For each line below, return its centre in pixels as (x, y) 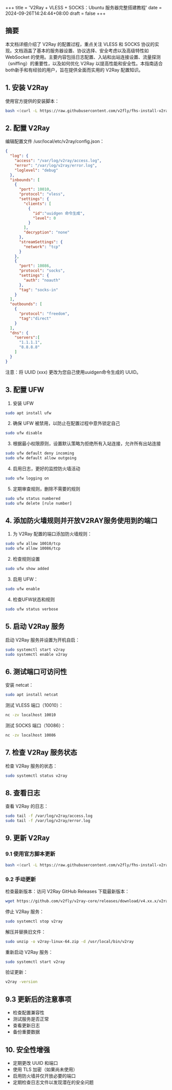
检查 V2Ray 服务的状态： (31, 766)
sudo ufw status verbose (32, 609)
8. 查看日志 (23, 793)
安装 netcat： (19, 685)
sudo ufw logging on (27, 478)
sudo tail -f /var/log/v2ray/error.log (48, 821)
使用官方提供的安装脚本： (32, 101)
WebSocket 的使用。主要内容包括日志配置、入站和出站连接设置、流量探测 (83, 57)
